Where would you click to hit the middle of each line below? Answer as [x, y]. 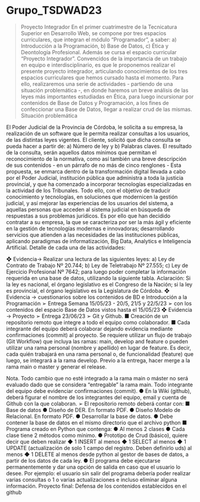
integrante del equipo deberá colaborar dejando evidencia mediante [90, 329]
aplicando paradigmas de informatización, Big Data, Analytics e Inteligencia [99, 241]
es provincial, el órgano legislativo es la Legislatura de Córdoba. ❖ [88, 290]
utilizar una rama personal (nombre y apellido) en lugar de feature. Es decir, [99, 348]
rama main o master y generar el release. [57, 367]
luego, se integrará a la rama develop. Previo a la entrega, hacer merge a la [98, 360]
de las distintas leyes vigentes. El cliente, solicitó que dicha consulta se [93, 140]
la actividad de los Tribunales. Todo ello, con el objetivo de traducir [88, 190]
